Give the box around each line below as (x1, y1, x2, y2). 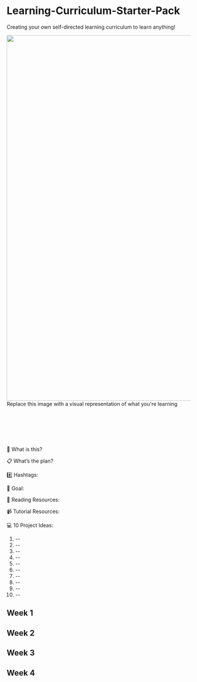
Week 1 (6, 608, 33, 618)
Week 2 (6, 628, 35, 638)
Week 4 (6, 668, 36, 678)
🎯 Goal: (6, 484, 25, 492)
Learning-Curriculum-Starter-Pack (6, 4, 181, 18)
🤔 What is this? (6, 446, 43, 453)
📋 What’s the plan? (6, 457, 54, 464)
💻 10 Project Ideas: (6, 522, 54, 529)
